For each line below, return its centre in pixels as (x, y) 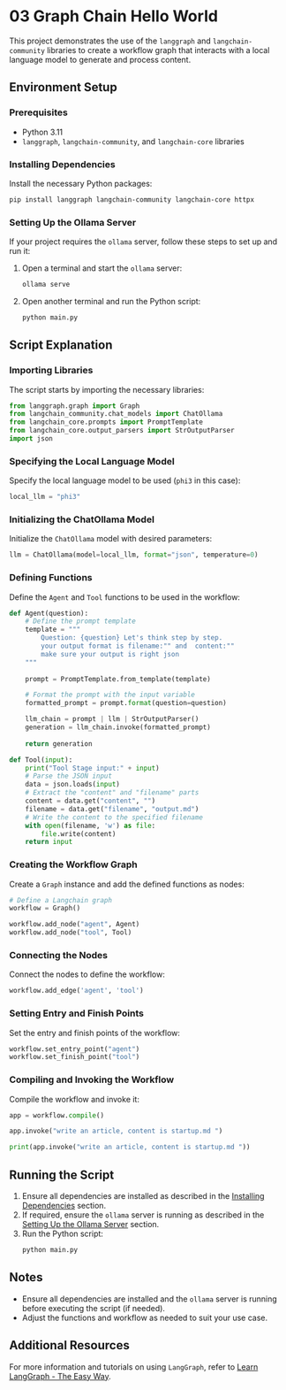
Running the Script (62, 1175)
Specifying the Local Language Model (92, 461)
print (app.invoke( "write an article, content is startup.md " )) (130, 1148)
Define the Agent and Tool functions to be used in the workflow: (125, 597)
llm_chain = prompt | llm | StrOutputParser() (112, 719)
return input (49, 842)
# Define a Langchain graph (61, 900)
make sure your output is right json (110, 654)
